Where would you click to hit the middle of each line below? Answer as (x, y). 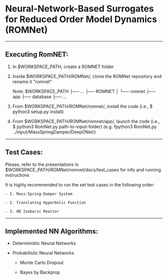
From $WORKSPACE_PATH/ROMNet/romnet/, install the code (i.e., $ (82, 106)
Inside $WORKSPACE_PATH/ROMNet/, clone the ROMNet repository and (87, 76)
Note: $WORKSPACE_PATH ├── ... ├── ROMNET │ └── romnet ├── (84, 91)
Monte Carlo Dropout (42, 262)
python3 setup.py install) (38, 111)
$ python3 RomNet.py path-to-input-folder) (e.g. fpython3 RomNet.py (84, 126)
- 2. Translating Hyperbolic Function (45, 202)
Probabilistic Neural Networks (43, 253)
